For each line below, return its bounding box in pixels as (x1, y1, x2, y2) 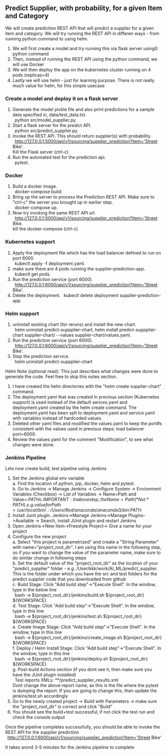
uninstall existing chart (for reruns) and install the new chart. (12, 321, 137, 327)
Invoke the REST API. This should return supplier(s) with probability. (12, 133, 152, 139)
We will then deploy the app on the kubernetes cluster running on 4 (12, 66, 151, 72)
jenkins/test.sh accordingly (12, 693, 68, 699)
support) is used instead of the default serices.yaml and (12, 399, 128, 405)
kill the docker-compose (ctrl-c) (12, 226, 78, 232)
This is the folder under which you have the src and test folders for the (12, 571, 158, 577)
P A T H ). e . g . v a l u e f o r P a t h (12, 502, 61, 508)
